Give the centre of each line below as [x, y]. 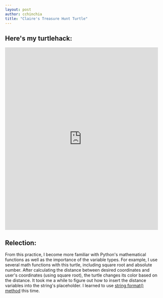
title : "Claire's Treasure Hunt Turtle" [47, 19]
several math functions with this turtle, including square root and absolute [79, 265]
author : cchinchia [24, 14]
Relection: [21, 243]
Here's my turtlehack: [39, 38]
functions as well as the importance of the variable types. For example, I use [81, 260]
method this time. [23, 291]
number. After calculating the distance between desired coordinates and [77, 270]
